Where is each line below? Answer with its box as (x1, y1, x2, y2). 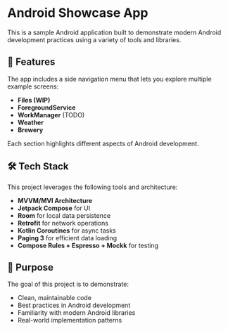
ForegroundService (17, 103, 76, 112)
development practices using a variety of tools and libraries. (7, 35, 182, 44)
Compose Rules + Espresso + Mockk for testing (17, 241, 158, 249)
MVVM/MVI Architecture (17, 196, 93, 205)
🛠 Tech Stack (7, 160, 69, 173)
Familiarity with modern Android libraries (17, 309, 136, 317)
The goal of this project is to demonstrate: (7, 280, 129, 289)
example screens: (7, 82, 59, 91)
